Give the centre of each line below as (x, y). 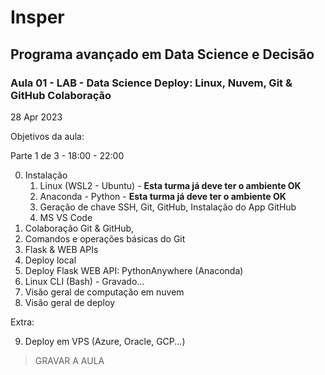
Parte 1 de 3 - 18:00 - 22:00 (67, 155)
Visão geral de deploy (69, 302)
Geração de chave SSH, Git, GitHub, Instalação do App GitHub (168, 207)
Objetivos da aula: (47, 136)
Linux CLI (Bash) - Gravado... (84, 281)
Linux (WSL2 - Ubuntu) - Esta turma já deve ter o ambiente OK (170, 185)
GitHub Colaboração (61, 95)
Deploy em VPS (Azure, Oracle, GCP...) (105, 341)
